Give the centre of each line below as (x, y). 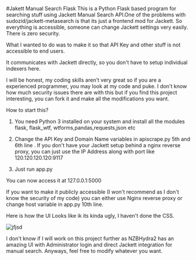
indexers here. (23, 69)
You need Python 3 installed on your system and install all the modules (100, 121)
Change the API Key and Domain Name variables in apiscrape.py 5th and (102, 139)
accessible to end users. (36, 51)
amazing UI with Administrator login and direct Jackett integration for (89, 245)
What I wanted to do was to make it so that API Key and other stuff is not (93, 45)
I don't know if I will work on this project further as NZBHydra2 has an (90, 238)
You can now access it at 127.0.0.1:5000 (54, 180)
